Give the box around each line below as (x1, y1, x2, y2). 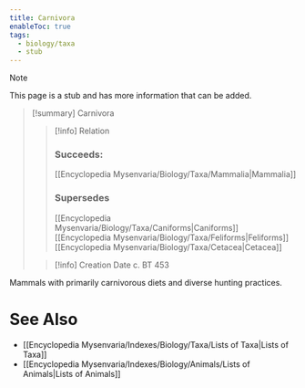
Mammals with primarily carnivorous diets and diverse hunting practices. (9, 277, 282, 288)
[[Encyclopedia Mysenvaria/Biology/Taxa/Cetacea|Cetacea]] (54, 241, 282, 252)
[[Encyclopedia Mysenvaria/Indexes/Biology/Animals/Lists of (22, 358, 250, 370)
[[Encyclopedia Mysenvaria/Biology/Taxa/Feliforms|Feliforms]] (54, 232, 290, 243)
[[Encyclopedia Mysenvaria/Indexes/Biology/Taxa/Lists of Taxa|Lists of (22, 339, 290, 350)
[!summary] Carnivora (31, 108, 115, 119)
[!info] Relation (54, 125, 110, 137)
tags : (9, 30, 30, 39)
